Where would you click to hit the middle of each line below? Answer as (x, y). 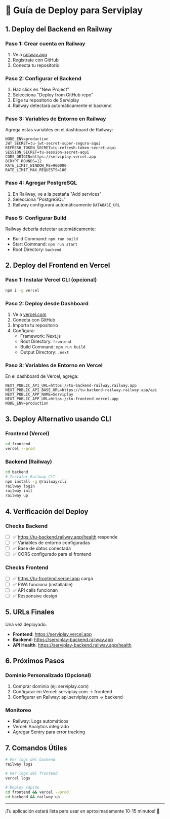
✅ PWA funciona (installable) (43, 584)
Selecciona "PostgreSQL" (39, 199)
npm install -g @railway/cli (36, 481)
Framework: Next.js (40, 336)
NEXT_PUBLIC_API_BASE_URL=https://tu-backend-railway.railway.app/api (81, 390)
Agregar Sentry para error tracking (49, 732)
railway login (20, 486)
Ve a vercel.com (29, 314)
